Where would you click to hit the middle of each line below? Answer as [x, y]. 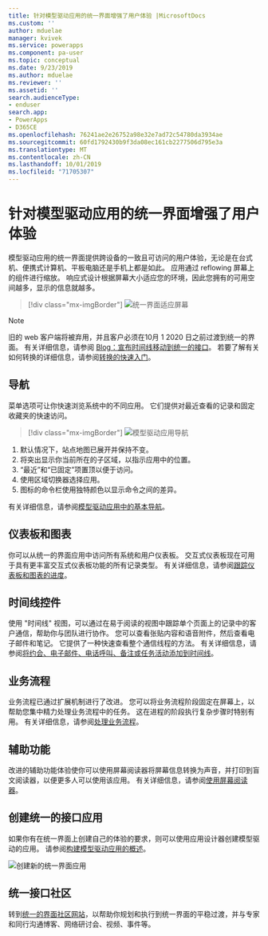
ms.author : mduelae [41, 75]
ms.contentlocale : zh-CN [49, 157]
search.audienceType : [44, 98]
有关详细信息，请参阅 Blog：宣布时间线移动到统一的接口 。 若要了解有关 [142, 347]
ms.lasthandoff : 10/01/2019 [55, 165]
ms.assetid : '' [33, 90]
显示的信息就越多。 [67, 287]
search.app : [28, 113]
